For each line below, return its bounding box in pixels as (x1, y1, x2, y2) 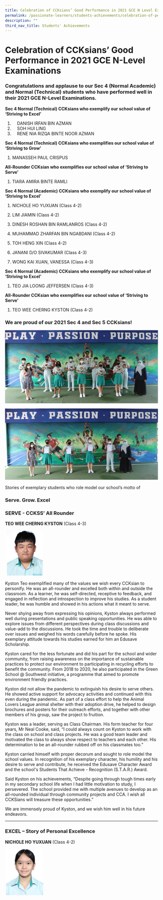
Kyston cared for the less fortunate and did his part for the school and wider (5, 651, 157, 657)
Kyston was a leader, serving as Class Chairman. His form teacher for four (5, 721, 153, 727)
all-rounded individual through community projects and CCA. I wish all (5, 791, 145, 798)
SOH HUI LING (16, 125, 46, 131)
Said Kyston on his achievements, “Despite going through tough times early (5, 776, 156, 782)
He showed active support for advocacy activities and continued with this (5, 691, 152, 697)
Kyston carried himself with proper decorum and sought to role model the (5, 751, 152, 757)
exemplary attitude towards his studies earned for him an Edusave (5, 636, 137, 642)
